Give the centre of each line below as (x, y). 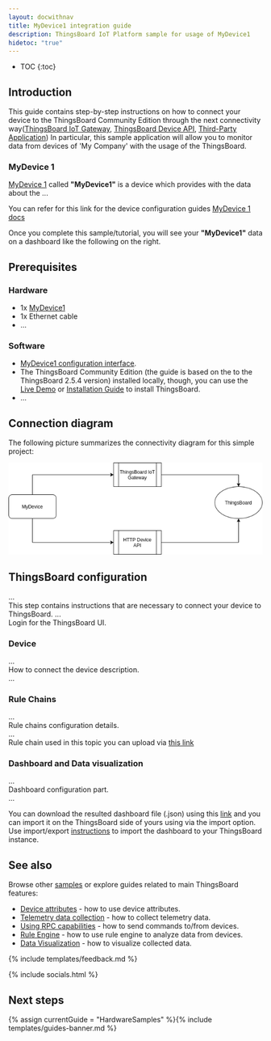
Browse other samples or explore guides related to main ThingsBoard (123, 885)
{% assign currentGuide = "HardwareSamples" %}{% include (110, 1020)
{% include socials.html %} (53, 975)
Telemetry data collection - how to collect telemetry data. (115, 917)
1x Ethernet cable (49, 316)
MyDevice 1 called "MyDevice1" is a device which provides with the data (130, 184)
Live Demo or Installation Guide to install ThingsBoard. (110, 389)
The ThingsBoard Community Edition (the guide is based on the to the (136, 372)
